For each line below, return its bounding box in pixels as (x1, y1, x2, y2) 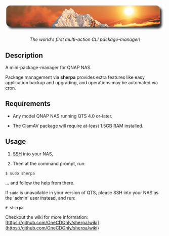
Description (5, 51, 43, 60)
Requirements (5, 99, 51, 108)
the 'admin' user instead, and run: (5, 195, 76, 201)
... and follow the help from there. (5, 180, 75, 186)
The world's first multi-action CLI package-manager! (29, 36, 141, 42)
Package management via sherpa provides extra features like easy (5, 74, 145, 80)
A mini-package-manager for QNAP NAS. (5, 65, 92, 71)
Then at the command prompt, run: (12, 160, 86, 166)
